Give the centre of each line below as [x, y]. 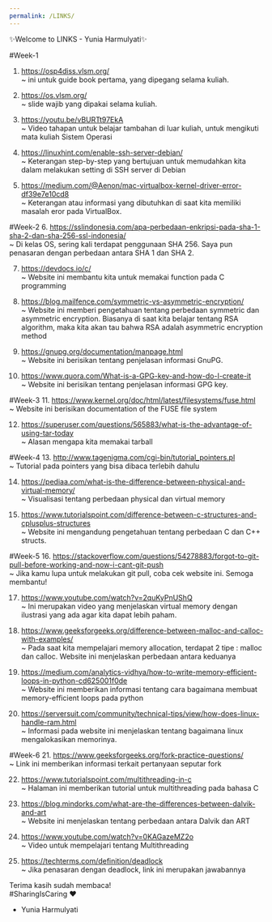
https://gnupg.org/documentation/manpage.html [102, 351]
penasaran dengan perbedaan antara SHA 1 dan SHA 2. [102, 253]
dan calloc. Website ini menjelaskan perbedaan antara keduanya [128, 656]
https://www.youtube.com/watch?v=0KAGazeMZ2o [107, 836]
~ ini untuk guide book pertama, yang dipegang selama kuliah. [125, 79]
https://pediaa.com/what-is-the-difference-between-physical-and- [133, 481]
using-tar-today [47, 433]
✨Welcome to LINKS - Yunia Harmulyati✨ [79, 39]
